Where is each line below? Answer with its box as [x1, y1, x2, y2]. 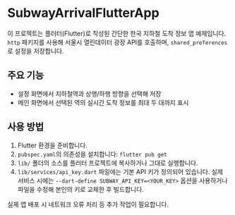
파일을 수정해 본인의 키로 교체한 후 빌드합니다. [17, 185, 145, 193]
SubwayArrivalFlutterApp [7, 5, 160, 21]
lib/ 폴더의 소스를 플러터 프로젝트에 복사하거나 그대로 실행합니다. [17, 159, 198, 167]
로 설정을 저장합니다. [7, 47, 64, 55]
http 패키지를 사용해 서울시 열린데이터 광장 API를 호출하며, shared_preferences [7, 37, 228, 47]
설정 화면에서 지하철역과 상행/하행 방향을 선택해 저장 [17, 90, 162, 98]
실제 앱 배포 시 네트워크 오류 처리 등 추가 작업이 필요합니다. [7, 199, 169, 209]
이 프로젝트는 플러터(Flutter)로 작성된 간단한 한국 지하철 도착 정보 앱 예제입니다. [7, 29, 227, 37]
